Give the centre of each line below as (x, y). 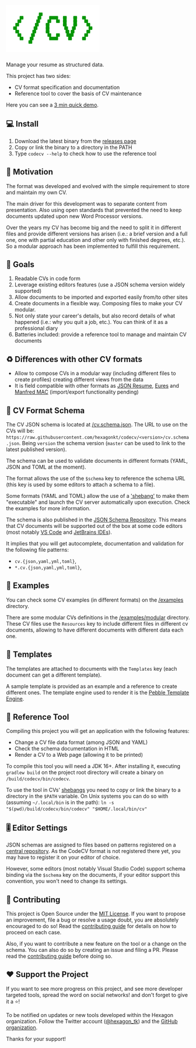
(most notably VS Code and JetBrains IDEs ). (59, 532)
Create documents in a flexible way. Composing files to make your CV (98, 303)
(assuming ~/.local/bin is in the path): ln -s (60, 803)
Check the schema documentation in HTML (67, 749)
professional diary (36, 328)
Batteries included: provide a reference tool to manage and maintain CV (100, 334)
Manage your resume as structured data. (55, 64)
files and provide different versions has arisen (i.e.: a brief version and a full (97, 234)
